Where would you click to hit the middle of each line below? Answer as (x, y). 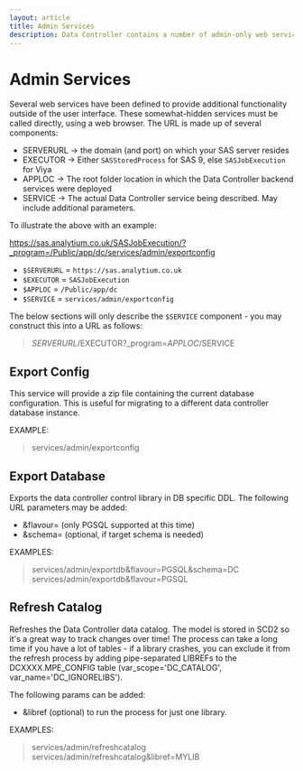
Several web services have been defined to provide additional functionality (148, 104)
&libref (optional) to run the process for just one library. (124, 712)
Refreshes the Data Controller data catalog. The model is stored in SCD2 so (150, 629)
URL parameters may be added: (69, 507)
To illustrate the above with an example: (83, 226)
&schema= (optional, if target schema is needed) (113, 534)
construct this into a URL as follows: (76, 326)
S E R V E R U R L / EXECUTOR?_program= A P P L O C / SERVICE (133, 343)
